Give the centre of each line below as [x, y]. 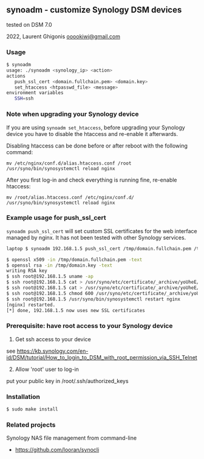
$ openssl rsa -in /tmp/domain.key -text [59, 265]
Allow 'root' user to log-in [47, 369]
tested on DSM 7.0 [29, 24]
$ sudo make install [32, 409]
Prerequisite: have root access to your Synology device [90, 326]
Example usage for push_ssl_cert [56, 218]
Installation [23, 396]
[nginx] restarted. [31, 305]
